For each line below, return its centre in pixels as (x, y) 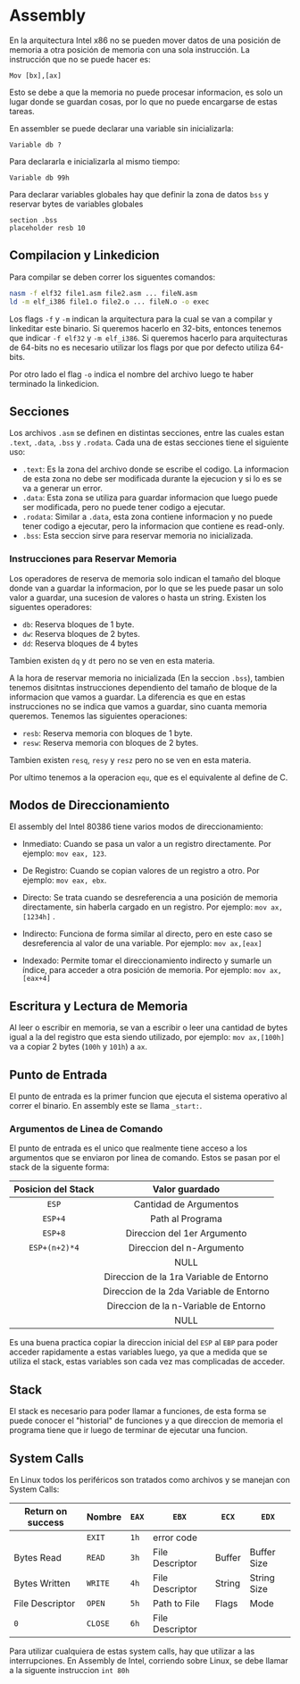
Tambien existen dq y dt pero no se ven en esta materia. (112, 660)
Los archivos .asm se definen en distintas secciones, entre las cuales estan (147, 433)
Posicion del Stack (54, 1189)
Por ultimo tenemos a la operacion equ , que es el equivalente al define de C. (149, 777)
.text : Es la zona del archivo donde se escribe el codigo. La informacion (155, 469)
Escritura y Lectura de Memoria (99, 1006)
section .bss (33, 220)
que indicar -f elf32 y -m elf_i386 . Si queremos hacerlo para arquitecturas (149, 338)
